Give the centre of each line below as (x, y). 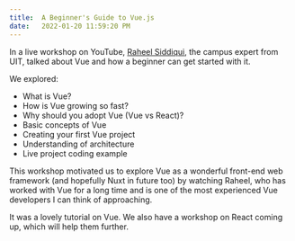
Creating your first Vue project (79, 134)
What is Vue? (47, 96)
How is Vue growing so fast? (75, 105)
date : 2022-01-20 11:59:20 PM (70, 26)
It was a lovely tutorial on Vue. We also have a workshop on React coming (146, 217)
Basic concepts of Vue (64, 125)
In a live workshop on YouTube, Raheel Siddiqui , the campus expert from (144, 51)
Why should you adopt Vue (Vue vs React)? (103, 115)
